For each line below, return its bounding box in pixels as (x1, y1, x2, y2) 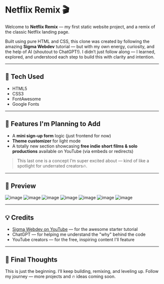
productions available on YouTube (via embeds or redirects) (12, 148, 134, 154)
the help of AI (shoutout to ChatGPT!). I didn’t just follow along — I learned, (5, 49, 156, 55)
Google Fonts (12, 101, 40, 107)
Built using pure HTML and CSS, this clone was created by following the (5, 38, 150, 44)
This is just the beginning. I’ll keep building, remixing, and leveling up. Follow (5, 268, 159, 274)
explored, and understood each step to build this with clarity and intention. (5, 54, 155, 59)
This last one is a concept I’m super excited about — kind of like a (17, 157, 149, 164)
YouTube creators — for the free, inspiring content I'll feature (12, 237, 135, 243)
